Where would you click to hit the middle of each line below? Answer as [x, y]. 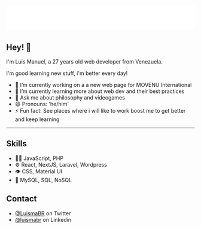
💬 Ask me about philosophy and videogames [70, 97]
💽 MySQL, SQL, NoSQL [43, 180]
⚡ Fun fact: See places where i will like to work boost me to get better [100, 111]
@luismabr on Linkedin [43, 219]
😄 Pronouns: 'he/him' [42, 104]
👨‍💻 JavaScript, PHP [39, 158]
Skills [16, 144]
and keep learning [37, 119]
